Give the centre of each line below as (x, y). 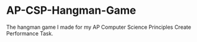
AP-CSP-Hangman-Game (71, 10)
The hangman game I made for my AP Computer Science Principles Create (99, 27)
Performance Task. (30, 33)
